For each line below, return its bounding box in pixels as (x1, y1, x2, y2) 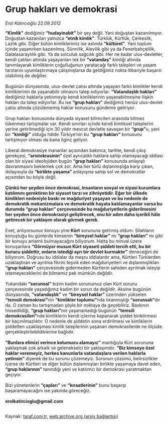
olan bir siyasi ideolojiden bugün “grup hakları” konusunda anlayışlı (5, 158, 145, 164)
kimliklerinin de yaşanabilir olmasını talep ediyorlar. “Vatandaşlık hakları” (5, 88, 157, 94)
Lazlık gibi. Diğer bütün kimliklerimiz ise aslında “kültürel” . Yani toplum (5, 40, 152, 46)
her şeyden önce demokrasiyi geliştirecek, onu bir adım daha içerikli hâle (5, 211, 160, 217)
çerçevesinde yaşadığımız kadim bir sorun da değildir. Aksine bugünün (5, 286, 151, 292)
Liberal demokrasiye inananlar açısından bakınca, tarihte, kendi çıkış (5, 147, 146, 153)
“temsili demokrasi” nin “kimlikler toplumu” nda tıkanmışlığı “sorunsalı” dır (5, 296, 160, 302)
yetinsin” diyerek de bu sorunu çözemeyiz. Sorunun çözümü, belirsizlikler (5, 355, 158, 361)
